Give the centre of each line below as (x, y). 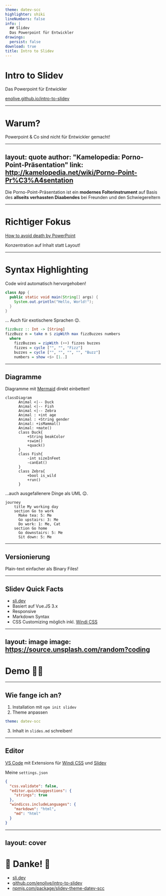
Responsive (24, 611)
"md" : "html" (27, 814)
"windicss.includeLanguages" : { (43, 805)
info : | (13, 23)
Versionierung (28, 557)
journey (13, 503)
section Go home (31, 529)
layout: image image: (38, 642)
